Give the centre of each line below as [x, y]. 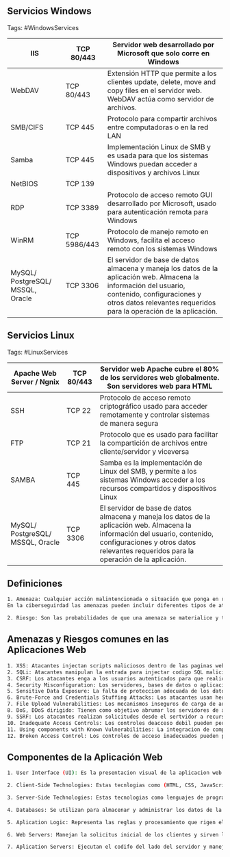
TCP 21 [78, 443]
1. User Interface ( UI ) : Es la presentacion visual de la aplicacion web [115, 773]
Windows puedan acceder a [152, 164]
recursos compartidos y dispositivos [158, 488]
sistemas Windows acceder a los [152, 480]
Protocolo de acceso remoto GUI [160, 194]
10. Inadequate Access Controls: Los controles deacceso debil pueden [110, 723]
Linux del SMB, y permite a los [148, 471]
